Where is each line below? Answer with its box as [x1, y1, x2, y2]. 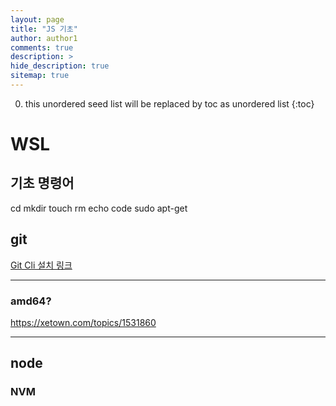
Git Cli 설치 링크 [10, 259, 73, 271]
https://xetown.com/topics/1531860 [10, 316, 157, 328]
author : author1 [10, 33, 78, 43]
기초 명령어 [10, 175, 75, 192]
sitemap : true [10, 71, 70, 81]
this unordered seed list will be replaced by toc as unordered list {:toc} [24, 97, 315, 110]
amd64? [10, 294, 52, 308]
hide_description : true [10, 61, 110, 71]
